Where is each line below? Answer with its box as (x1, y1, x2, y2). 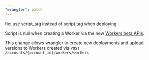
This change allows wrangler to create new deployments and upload (5, 40, 144, 46)
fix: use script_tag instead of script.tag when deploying (5, 21, 117, 27)
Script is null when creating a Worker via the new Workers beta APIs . (5, 30, 145, 36)
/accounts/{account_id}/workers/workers (5, 50, 89, 55)
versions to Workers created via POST (5, 45, 80, 51)
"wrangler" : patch (5, 7, 43, 12)
